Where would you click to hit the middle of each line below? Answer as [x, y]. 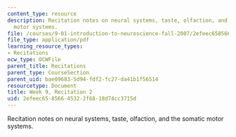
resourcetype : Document [42, 86]
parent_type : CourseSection [48, 72]
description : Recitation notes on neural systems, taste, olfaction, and [118, 20]
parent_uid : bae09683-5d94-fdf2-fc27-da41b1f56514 [83, 79]
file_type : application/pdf [48, 40]
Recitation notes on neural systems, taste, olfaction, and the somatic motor [116, 119]
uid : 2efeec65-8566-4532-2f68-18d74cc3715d [72, 99]
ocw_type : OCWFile [34, 60]
